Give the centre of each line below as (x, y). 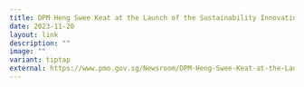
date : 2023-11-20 (42, 26)
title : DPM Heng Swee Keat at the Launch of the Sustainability (133, 18)
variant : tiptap (40, 60)
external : (28, 69)
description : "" (40, 43)
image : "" (28, 52)
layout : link (34, 34)
